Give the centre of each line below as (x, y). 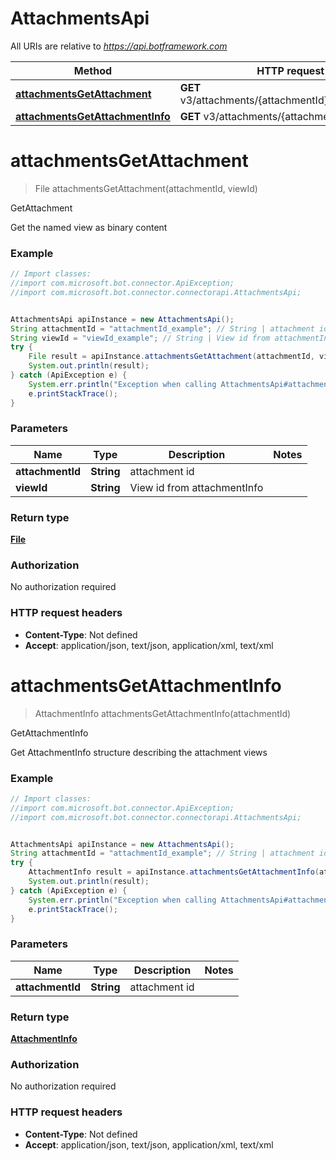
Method (93, 70)
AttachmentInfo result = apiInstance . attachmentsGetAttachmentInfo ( (174, 872)
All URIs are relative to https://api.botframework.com (119, 46)
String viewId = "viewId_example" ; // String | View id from (140, 338)
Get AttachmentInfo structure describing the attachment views (139, 752)
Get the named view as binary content (89, 227)
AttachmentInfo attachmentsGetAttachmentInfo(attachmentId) (163, 713)
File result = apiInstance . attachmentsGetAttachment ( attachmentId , (171, 357)
